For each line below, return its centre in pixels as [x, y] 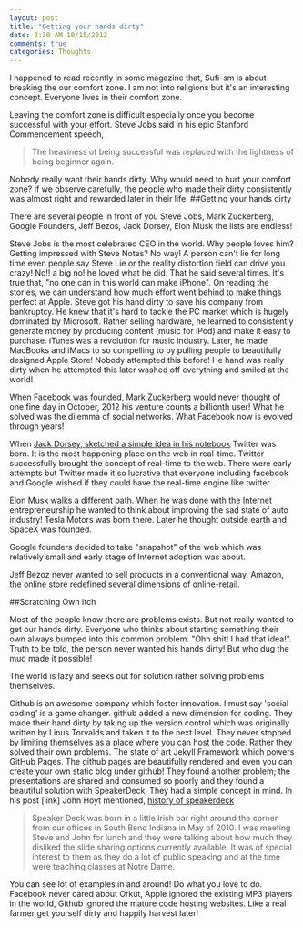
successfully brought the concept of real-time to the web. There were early [151, 464]
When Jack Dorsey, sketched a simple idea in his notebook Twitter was [143, 444]
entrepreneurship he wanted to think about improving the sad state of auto [149, 510]
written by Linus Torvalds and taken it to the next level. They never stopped [151, 733]
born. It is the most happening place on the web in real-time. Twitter [137, 454]
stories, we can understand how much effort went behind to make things [146, 292]
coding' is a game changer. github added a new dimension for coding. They [151, 714]
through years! [37, 426]
